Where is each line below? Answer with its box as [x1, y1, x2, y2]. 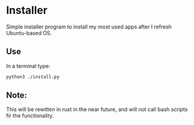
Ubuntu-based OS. [6, 29, 52, 36]
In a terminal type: [6, 62, 50, 69]
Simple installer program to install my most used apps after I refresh [6, 23, 172, 30]
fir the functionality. [6, 112, 54, 119]
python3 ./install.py [6, 73, 60, 80]
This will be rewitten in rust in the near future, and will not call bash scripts [6, 106, 188, 113]
